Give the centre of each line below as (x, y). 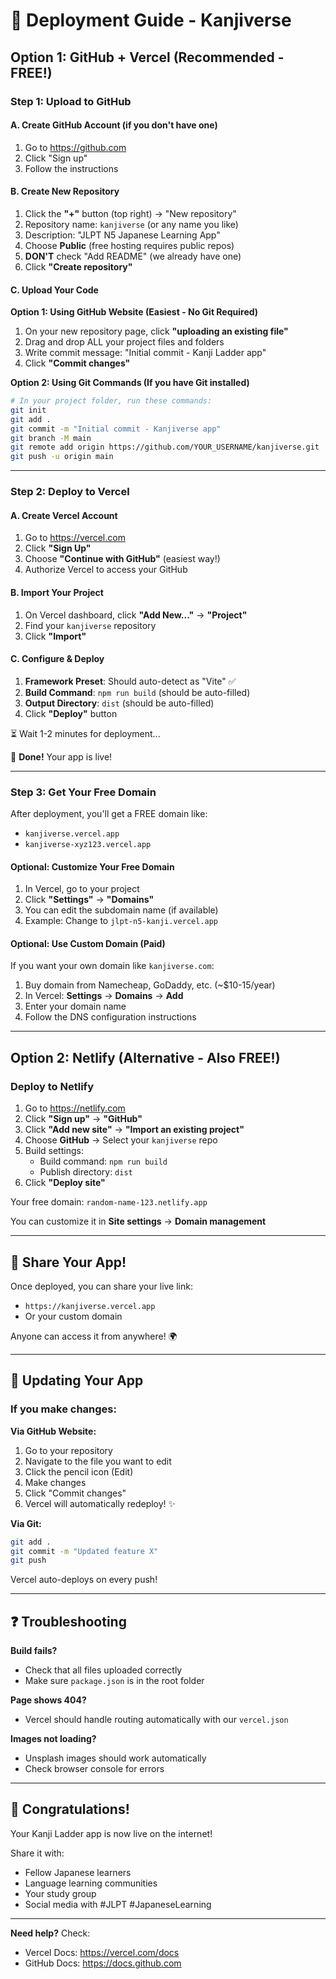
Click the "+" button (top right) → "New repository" (130, 213)
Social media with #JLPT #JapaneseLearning (118, 1904)
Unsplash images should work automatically (115, 1758)
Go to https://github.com (75, 147)
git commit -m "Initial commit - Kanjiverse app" (116, 429)
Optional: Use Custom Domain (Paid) (88, 943)
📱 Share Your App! (68, 1262)
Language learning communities (91, 1883)
